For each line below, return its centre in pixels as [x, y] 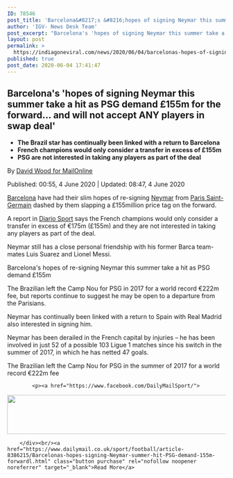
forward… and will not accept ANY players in [106, 115]
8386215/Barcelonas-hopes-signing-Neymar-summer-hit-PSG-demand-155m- [111, 456]
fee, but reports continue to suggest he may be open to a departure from [111, 296]
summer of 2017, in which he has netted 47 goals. [78, 352]
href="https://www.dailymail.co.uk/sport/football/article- [96, 450]
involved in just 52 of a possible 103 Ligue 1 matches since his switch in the [114, 345]
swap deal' [31, 126]
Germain [19, 205]
